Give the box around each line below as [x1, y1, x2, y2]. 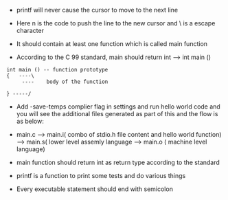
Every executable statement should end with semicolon [16, 185, 173, 193]
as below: [16, 117, 44, 125]
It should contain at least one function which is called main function [16, 40, 207, 47]
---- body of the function [21, 78, 109, 85]
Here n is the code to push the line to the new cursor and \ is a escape [16, 19, 216, 27]
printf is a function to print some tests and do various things [16, 172, 186, 179]
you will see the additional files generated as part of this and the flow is [16, 110, 218, 118]
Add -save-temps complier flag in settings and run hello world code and [16, 102, 220, 111]
